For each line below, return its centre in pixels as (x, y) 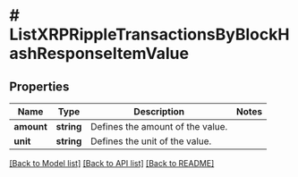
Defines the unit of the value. (151, 141)
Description (159, 111)
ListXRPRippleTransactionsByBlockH (149, 34)
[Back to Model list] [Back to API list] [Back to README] (112, 163)
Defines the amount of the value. (159, 126)
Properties (39, 86)
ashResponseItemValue (99, 54)
